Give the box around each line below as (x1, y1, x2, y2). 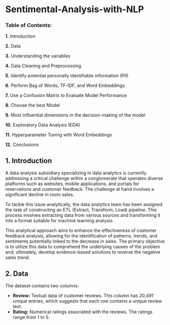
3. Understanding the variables (5, 53, 70, 59)
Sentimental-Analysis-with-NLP (5, 4, 144, 15)
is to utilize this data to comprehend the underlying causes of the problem (5, 244, 160, 250)
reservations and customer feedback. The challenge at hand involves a (5, 186, 154, 192)
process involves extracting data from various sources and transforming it (5, 212, 160, 218)
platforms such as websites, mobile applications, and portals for (5, 181, 139, 187)
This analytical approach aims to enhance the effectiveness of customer (5, 227, 157, 233)
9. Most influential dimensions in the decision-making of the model (5, 112, 146, 118)
